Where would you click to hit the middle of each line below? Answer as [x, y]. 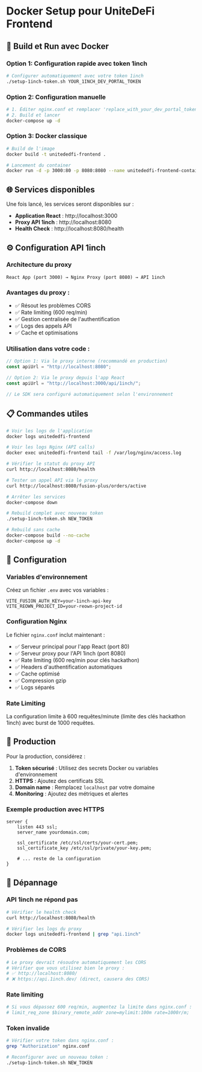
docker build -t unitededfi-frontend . [56, 154]
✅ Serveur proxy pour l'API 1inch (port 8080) [70, 653]
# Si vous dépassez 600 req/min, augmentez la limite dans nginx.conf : [99, 1007]
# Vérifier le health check [41, 912]
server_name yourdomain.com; [54, 832]
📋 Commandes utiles [47, 414]
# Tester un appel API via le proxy [52, 480]
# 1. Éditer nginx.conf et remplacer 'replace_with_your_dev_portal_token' [103, 109]
